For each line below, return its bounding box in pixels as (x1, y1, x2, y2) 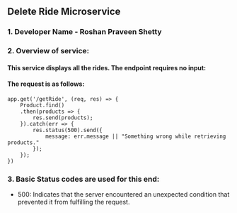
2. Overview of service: (7, 46, 90, 56)
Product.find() (20, 102, 65, 109)
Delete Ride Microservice (7, 6, 121, 18)
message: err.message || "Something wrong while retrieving (45, 133, 226, 141)
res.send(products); (33, 114, 93, 121)
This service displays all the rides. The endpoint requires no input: (7, 63, 207, 72)
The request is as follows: (7, 80, 85, 88)
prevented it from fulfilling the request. (17, 198, 130, 207)
